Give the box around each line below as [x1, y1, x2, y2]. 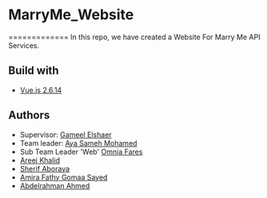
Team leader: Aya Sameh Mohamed [19, 138, 137, 147]
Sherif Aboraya [19, 164, 70, 173]
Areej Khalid [19, 155, 61, 165]
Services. [8, 40, 40, 50]
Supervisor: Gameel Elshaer [19, 130, 112, 139]
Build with [8, 64, 59, 78]
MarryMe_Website [8, 6, 134, 24]
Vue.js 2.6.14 [19, 85, 62, 95]
